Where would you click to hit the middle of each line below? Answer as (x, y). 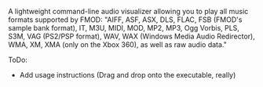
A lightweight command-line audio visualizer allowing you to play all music (128, 11)
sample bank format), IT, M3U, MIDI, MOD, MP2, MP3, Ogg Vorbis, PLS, (124, 28)
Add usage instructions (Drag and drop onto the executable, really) (128, 75)
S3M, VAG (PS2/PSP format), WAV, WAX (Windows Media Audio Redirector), (131, 36)
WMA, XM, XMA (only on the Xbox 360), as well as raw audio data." (118, 45)
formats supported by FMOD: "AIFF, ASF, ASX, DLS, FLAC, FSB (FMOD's (125, 20)
